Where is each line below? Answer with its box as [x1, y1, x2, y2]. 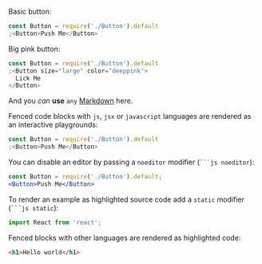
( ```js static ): [8, 203, 59, 212]
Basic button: [8, 7, 52, 16]
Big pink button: [8, 44, 61, 53]
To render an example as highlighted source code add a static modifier [8, 195, 245, 204]
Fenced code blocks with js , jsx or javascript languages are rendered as [8, 112, 252, 121]
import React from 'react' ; [8, 219, 102, 227]
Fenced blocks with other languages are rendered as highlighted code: [8, 233, 241, 242]
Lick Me [15, 74, 42, 82]
